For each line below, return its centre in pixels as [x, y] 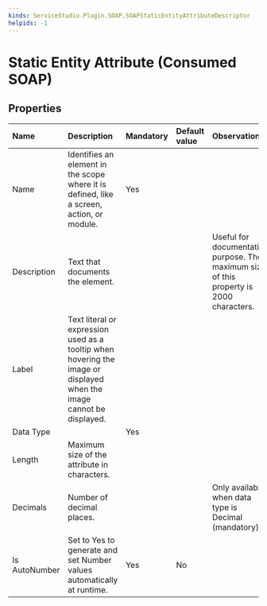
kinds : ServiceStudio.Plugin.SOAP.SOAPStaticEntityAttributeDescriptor [129, 16]
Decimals [30, 507]
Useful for [230, 237]
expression [88, 329]
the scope [86, 174]
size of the [87, 454]
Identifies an [91, 154]
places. [81, 517]
